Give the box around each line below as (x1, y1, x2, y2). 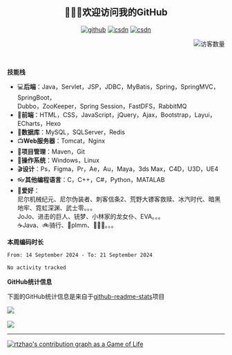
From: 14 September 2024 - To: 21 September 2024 (7, 251, 153, 258)
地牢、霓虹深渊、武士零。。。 (17, 203, 97, 212)
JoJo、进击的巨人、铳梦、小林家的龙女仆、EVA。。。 (17, 212, 164, 220)
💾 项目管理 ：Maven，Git (17, 147, 85, 156)
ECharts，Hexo (17, 119, 61, 127)
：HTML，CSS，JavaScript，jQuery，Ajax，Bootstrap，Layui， (33, 110, 216, 119)
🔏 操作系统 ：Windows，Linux (17, 156, 100, 164)
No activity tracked (7, 264, 67, 271)
